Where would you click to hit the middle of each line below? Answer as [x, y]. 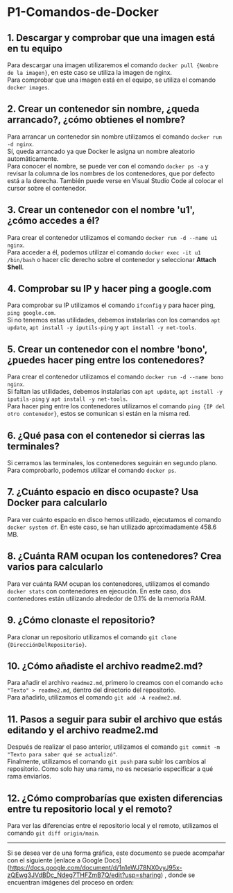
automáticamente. [33, 158]
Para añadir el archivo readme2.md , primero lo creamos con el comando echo [115, 683]
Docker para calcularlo [57, 503]
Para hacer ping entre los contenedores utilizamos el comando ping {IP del [116, 406]
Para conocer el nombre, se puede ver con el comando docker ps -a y [108, 166]
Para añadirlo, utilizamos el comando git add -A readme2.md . [94, 697]
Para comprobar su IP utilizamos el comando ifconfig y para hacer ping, [111, 305]
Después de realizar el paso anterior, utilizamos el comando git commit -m [114, 747]
